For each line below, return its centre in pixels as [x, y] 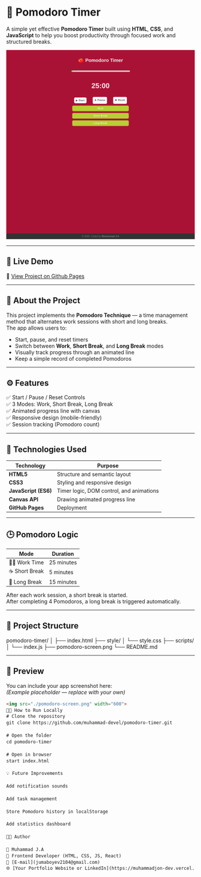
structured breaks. [29, 41]
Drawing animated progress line [96, 499]
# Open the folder [29, 735]
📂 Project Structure [42, 626]
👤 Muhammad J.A [25, 849]
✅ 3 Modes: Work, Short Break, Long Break [60, 404]
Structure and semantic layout [94, 474]
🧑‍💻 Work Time [26, 562]
